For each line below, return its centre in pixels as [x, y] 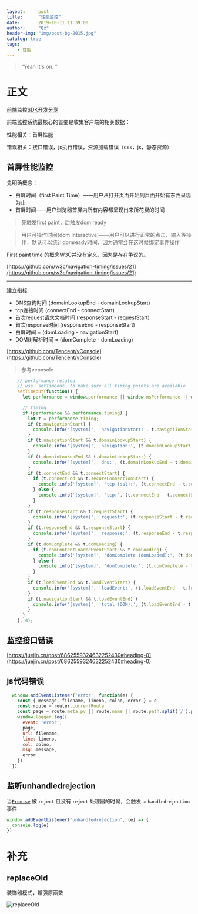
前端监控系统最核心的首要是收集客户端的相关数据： [68, 122]
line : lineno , [40, 739]
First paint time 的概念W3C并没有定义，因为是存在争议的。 [78, 255]
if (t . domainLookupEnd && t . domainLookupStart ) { [90, 457]
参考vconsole [37, 369]
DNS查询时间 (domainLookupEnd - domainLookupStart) [83, 303]
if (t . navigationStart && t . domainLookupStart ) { [90, 441]
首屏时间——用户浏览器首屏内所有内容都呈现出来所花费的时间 [90, 210]
